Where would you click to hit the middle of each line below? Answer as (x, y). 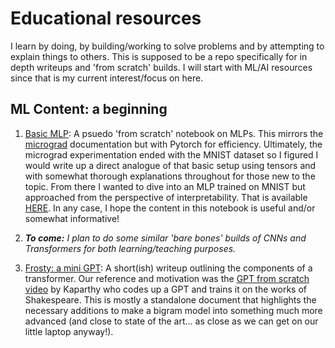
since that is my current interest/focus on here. (107, 78)
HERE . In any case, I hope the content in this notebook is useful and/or (170, 208)
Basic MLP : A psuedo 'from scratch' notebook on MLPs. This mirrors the (174, 133)
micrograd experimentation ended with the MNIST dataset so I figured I (171, 154)
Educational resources (106, 18)
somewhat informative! (72, 218)
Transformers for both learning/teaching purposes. (130, 248)
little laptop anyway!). (69, 331)
